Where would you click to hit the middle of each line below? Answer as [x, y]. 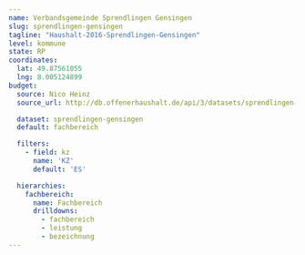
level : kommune [37, 43]
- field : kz [47, 153]
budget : [23, 86]
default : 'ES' [60, 169]
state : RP [27, 52]
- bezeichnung [68, 237]
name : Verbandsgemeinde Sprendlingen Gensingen [101, 18]
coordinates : [33, 60]
